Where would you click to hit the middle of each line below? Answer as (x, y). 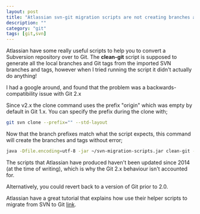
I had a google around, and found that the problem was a (76, 87)
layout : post (22, 12)
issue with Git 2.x (60, 94)
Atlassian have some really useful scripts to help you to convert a (86, 51)
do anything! (22, 76)
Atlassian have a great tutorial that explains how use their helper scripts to (97, 198)
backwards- (162, 87)
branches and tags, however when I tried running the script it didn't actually (99, 70)
